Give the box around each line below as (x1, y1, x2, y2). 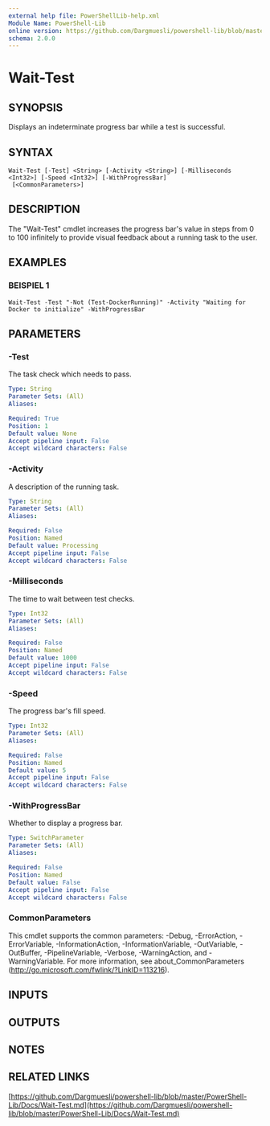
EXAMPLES (8, 256, 67, 269)
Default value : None (8, 429, 78, 438)
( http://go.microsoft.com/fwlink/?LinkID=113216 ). (8, 964, 170, 974)
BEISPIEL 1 (8, 280, 50, 291)
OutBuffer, (8, 947, 43, 957)
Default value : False (8, 878, 81, 886)
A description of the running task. (8, 482, 120, 491)
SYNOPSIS (8, 101, 63, 114)
